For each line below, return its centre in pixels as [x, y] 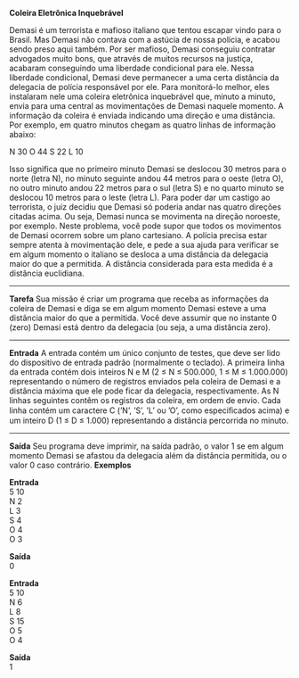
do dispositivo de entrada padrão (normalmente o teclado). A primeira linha [147, 362]
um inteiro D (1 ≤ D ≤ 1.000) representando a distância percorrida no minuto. [149, 420]
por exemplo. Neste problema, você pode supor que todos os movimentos [145, 226]
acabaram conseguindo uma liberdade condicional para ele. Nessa [132, 68]
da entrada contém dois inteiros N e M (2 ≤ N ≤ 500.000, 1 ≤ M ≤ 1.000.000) [149, 372]
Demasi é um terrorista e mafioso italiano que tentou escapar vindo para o [145, 30]
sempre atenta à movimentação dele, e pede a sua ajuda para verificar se [144, 245]
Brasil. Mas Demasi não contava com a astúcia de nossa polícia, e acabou [145, 40]
